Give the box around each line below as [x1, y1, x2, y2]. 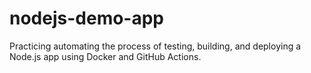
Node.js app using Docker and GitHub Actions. [9, 50, 202, 62]
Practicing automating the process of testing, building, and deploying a [9, 40, 302, 52]
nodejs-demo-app [9, 7, 165, 30]
